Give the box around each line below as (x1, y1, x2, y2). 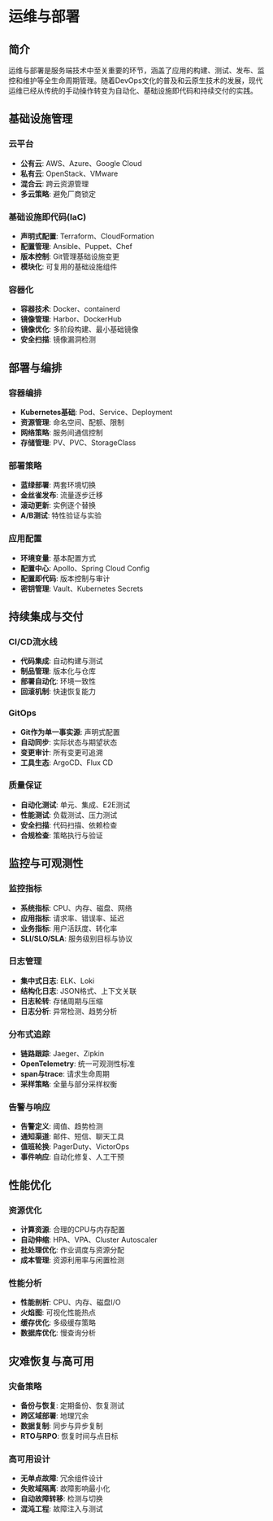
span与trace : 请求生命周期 (19, 1069, 110, 1079)
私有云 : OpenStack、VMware (19, 168, 119, 178)
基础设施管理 (8, 111, 73, 126)
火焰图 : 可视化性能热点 (19, 1308, 96, 1318)
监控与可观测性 (8, 856, 84, 871)
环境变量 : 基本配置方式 (19, 553, 96, 562)
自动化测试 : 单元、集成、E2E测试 (19, 799, 131, 810)
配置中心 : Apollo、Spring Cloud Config (19, 563, 150, 573)
